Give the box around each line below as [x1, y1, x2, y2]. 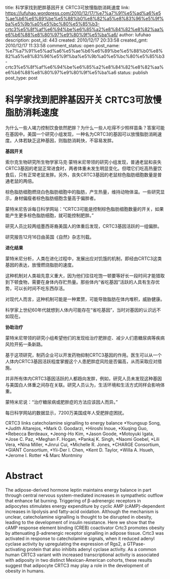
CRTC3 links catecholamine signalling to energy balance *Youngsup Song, [5, 420, 161, 426]
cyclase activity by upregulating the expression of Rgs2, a [5, 540, 126, 547]
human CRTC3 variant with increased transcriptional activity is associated [5, 552, 159, 558]
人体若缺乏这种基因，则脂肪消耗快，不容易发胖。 [14, 137, 116, 143]
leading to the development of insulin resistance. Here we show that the [5, 519, 155, 525]
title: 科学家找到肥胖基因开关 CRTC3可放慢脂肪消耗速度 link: [5, 5, 130, 10]
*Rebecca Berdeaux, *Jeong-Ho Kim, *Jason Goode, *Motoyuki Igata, [5, 431, 154, 437]
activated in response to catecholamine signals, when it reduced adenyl [5, 535, 155, 541]
